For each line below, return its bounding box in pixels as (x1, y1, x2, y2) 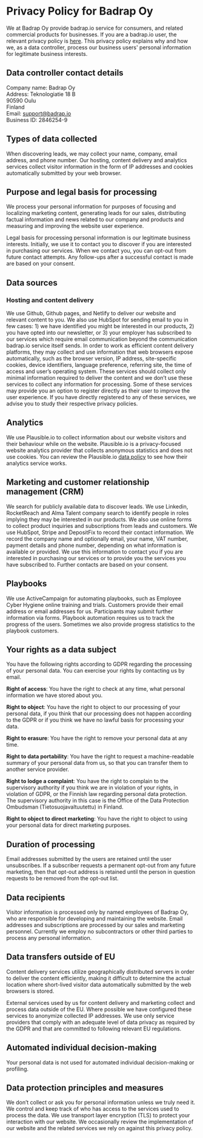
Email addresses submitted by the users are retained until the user (6, 855, 171, 863)
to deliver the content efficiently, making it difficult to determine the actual (6, 974, 191, 982)
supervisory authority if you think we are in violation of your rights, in (6, 784, 179, 791)
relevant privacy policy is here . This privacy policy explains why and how (6, 37, 188, 44)
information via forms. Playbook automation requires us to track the (6, 614, 175, 621)
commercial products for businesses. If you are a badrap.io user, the (6, 30, 177, 38)
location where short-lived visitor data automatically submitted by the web (6, 981, 192, 988)
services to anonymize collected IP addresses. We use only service (6, 1012, 175, 1019)
